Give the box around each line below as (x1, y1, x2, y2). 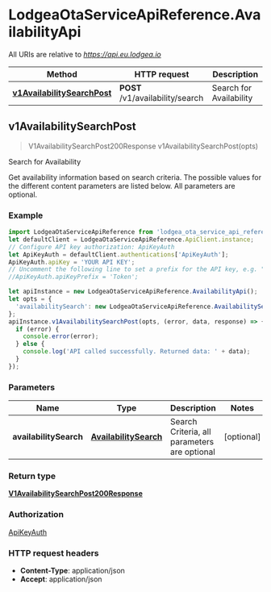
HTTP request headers (8, 547, 99, 558)
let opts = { (8, 295, 52, 303)
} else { (15, 340, 45, 348)
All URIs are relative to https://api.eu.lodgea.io (8, 49, 161, 59)
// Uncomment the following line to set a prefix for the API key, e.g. (8, 265, 258, 273)
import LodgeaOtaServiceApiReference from (8, 228, 153, 236)
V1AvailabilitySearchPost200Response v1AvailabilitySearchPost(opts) (27, 141, 259, 151)
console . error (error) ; (23, 332, 99, 340)
